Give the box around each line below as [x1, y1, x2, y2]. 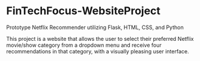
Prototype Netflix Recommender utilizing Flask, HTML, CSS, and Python [6, 24, 184, 31]
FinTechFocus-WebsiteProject [6, 4, 161, 18]
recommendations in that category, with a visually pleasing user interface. [6, 47, 189, 54]
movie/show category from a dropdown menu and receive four [6, 41, 162, 49]
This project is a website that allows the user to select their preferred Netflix [6, 35, 194, 42]
